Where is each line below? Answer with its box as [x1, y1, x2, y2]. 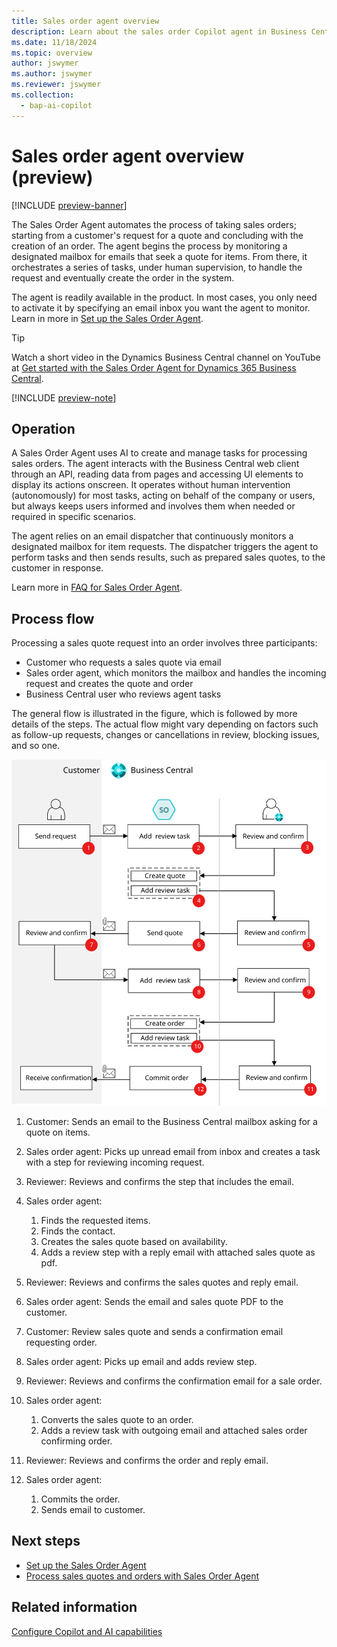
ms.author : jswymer [11, 69, 93, 79]
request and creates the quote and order [25, 678, 194, 690]
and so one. [11, 740, 61, 752]
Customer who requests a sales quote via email [25, 656, 222, 669]
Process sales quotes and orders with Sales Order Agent [25, 1570, 260, 1582]
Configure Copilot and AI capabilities [11, 1625, 163, 1637]
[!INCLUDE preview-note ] [11, 391, 117, 404]
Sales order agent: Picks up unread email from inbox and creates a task [25, 1145, 321, 1157]
